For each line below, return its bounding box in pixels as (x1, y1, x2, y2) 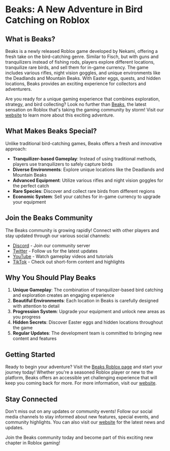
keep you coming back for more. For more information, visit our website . (5, 380, 157, 386)
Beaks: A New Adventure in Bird (5, 4, 143, 15)
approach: (5, 146, 27, 152)
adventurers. (5, 86, 32, 92)
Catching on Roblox (5, 14, 90, 26)
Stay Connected (5, 394, 58, 403)
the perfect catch (12, 182, 49, 189)
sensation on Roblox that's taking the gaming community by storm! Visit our (5, 107, 164, 112)
